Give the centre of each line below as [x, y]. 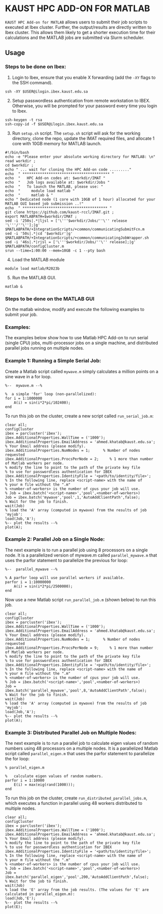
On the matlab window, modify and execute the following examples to [75, 309]
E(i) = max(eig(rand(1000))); [45, 785]
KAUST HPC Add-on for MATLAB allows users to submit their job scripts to [76, 22]
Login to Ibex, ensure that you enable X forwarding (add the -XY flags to [84, 77]
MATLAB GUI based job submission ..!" [44, 204]
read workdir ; [20, 161]
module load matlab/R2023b [32, 269]
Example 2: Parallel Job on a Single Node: [55, 539]
